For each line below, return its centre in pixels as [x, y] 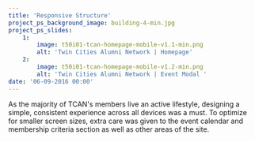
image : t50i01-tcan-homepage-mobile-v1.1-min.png [120, 45]
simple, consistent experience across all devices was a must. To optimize [128, 112]
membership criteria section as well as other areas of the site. [109, 129]
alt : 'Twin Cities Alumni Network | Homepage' [115, 52]
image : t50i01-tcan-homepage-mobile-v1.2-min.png [120, 67]
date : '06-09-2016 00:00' [51, 81]
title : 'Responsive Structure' [60, 15]
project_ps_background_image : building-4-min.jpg [92, 23]
